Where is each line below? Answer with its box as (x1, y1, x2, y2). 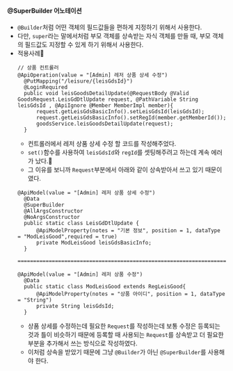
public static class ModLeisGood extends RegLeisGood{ (24, 283, 186, 290)
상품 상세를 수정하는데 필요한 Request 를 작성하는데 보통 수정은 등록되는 (27, 322, 220, 330)
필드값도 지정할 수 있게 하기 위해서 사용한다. (24, 40, 144, 49)
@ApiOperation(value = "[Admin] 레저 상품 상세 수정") (17, 72, 168, 79)
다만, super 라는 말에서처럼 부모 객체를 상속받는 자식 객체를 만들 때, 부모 (17, 32, 211, 40)
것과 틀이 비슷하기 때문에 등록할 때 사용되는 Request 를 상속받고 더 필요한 (27, 331, 224, 339)
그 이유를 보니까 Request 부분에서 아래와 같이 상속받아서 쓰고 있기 (27, 165, 204, 174)
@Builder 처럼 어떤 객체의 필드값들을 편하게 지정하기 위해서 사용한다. (17, 23, 202, 31)
